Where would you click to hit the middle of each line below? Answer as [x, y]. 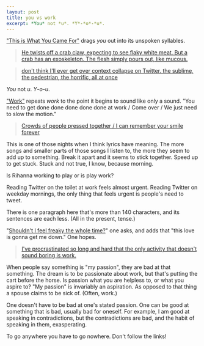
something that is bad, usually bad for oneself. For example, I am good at [98, 312]
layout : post [23, 12]
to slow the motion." [31, 114]
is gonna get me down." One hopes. [51, 237]
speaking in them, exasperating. [47, 325]
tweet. [14, 201]
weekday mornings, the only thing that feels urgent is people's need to [95, 194]
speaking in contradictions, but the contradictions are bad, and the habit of [100, 318]
